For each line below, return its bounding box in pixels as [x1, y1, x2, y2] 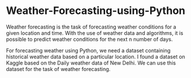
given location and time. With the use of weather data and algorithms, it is [6, 29, 183, 36]
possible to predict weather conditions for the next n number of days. [6, 36, 173, 42]
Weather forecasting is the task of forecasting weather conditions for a [6, 23, 176, 30]
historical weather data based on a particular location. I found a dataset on [6, 53, 186, 60]
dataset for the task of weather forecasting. [6, 65, 111, 72]
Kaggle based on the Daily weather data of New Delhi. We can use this [6, 59, 176, 66]
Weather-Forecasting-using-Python [6, 4, 186, 17]
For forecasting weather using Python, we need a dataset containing [6, 47, 171, 54]
